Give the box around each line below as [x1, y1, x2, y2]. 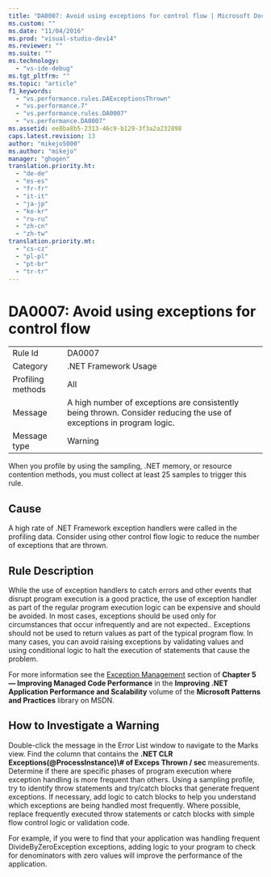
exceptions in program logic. [67, 417, 175, 428]
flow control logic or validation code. [8, 817, 131, 827]
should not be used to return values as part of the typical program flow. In [8, 628, 254, 638]
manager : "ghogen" [8, 154, 70, 162]
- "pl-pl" [15, 252, 48, 260]
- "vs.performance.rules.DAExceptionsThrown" [15, 95, 172, 103]
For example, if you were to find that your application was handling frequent [8, 833, 261, 843]
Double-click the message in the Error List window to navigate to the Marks [8, 740, 259, 750]
